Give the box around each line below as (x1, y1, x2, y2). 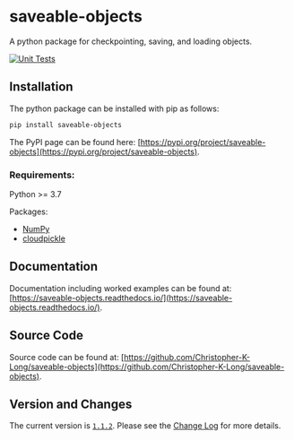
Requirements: (9, 168, 75, 181)
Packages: (9, 206, 48, 217)
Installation (9, 79, 73, 95)
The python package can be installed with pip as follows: (9, 103, 220, 114)
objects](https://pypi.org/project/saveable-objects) (9, 146, 198, 157)
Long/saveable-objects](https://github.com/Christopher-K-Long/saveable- (9, 361, 285, 372)
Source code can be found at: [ (9, 351, 125, 362)
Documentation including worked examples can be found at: (9, 282, 232, 293)
